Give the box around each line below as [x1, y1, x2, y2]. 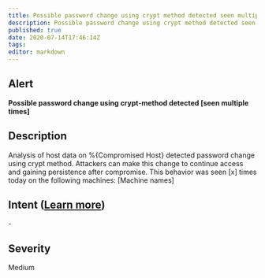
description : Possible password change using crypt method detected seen [8, 19, 256, 27]
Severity [8, 242, 51, 255]
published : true [8, 26, 62, 34]
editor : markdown [8, 48, 65, 56]
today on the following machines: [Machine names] [8, 175, 175, 185]
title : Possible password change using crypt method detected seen [8, 11, 235, 20]
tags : [8, 41, 26, 49]
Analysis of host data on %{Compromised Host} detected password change [8, 150, 255, 160]
